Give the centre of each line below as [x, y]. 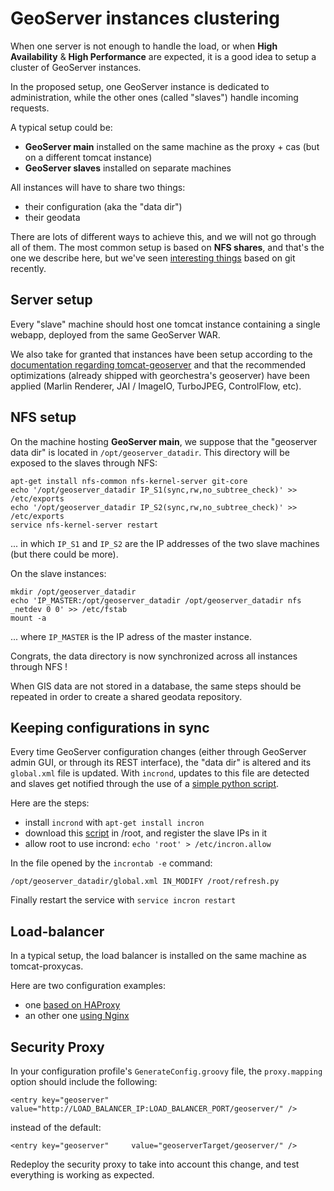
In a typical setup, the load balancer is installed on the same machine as [158, 956]
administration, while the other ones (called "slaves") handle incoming [154, 97]
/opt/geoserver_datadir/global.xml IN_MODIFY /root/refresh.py [145, 882]
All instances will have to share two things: [98, 187]
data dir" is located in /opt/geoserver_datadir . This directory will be [150, 452]
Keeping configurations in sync [110, 727]
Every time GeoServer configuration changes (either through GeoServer [158, 752]
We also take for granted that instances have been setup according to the [161, 354]
